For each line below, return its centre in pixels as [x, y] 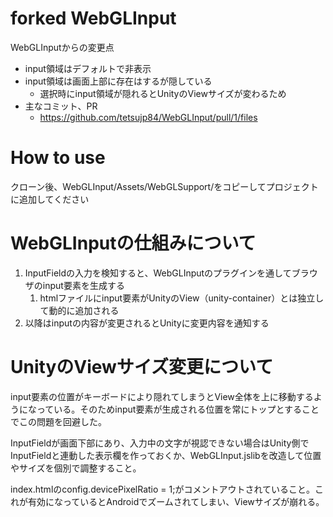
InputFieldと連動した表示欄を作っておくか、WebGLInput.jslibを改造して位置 [166, 455]
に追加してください [50, 199]
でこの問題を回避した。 [58, 421]
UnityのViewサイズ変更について [142, 367]
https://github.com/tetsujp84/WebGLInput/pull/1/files [148, 117]
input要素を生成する [83, 285]
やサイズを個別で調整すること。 [76, 468]
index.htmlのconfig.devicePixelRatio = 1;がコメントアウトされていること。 [163, 489]
